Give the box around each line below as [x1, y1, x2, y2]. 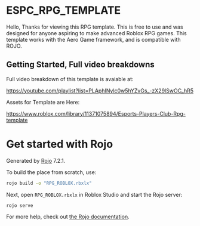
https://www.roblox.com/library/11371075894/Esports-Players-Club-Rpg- [6, 110, 186, 117]
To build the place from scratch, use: [6, 168, 97, 176]
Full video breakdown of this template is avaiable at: [6, 75, 134, 82]
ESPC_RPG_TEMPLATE [6, 4, 121, 17]
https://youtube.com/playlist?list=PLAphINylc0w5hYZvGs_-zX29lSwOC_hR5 [6, 87, 194, 94]
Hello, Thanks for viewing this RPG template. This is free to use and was [6, 23, 183, 30]
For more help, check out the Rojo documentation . [6, 213, 130, 221]
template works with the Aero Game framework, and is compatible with [6, 36, 181, 43]
